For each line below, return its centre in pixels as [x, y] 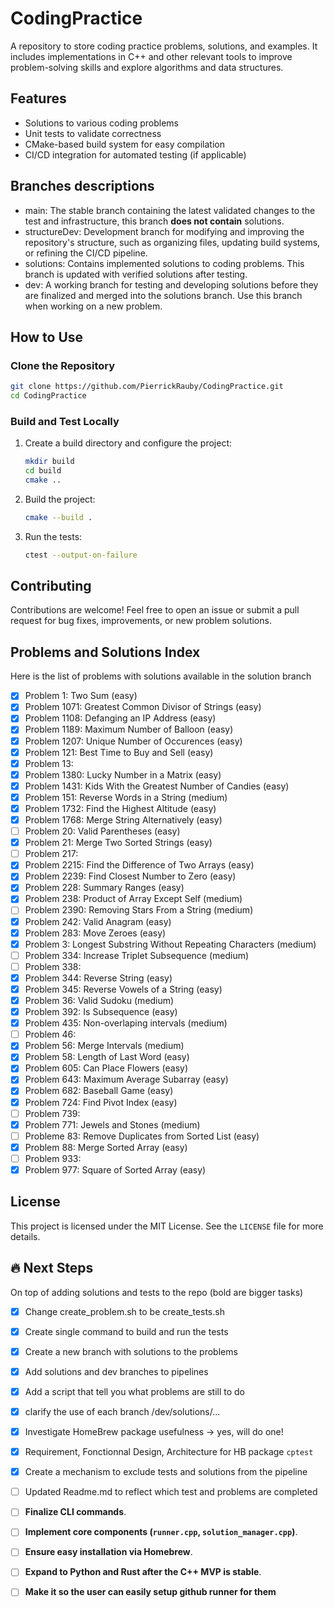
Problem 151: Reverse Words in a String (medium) [126, 797]
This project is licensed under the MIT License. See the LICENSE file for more [167, 1226]
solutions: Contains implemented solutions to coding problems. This [164, 263]
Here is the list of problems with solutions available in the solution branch [161, 676]
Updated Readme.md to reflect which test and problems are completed [171, 1492]
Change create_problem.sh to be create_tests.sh [124, 1311]
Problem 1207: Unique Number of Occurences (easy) [133, 741]
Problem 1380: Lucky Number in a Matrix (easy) [123, 774]
